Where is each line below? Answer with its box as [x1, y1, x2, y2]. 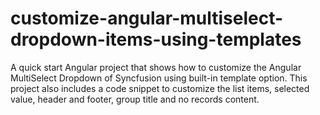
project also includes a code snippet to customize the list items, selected [10, 82, 310, 94]
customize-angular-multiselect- [10, 7, 284, 30]
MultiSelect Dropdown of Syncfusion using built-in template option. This [10, 72, 308, 84]
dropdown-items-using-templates [10, 28, 302, 51]
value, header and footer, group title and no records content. [10, 93, 260, 105]
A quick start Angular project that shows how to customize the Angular [10, 61, 302, 73]
